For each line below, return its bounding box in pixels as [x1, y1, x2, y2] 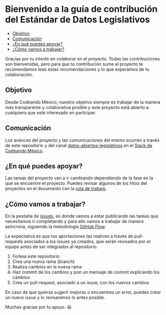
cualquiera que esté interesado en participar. [5, 109, 96, 115]
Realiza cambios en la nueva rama [12, 264, 82, 270]
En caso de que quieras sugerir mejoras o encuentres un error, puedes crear [5, 289, 161, 295]
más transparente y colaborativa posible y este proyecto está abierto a [5, 104, 149, 110]
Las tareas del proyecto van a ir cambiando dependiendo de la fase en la [5, 175, 153, 181]
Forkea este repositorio [12, 254, 60, 260]
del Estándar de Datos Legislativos [5, 14, 150, 25]
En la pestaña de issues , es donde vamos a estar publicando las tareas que [5, 213, 159, 219]
